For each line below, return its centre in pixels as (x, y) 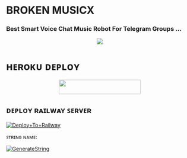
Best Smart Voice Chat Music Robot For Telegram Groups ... (94, 29)
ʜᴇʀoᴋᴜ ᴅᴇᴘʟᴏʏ (43, 66)
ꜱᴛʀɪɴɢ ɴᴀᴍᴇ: (22, 137)
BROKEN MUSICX (50, 10)
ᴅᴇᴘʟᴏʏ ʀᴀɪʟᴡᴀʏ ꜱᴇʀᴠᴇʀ (49, 110)
